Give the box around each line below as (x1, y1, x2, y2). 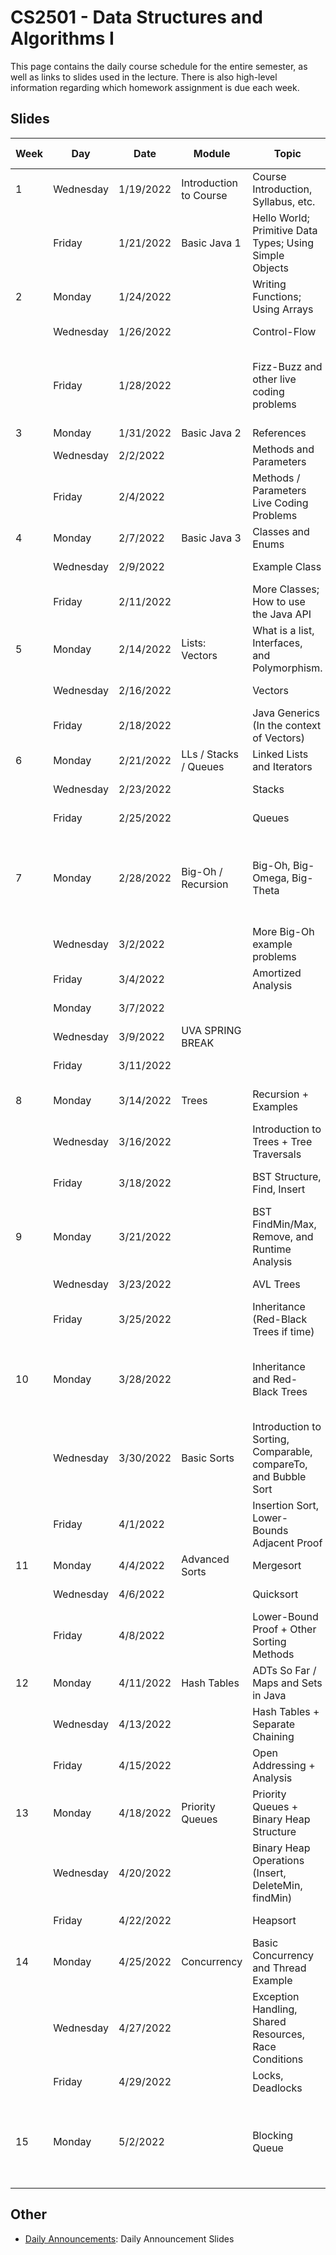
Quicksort (252, 1587, 299, 1601)
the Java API (252, 607, 312, 621)
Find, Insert (252, 1182, 306, 1196)
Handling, (252, 2002, 298, 2016)
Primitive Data (252, 223, 318, 237)
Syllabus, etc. (252, 194, 316, 208)
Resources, (252, 2027, 305, 2041)
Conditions (252, 2052, 304, 2066)
